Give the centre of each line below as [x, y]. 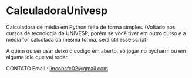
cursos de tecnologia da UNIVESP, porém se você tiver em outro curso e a [96, 33]
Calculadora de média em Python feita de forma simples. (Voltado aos [91, 27]
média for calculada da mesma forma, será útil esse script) [77, 39]
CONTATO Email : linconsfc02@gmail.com [57, 68]
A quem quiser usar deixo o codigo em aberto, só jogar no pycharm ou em [96, 50]
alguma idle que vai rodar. [37, 57]
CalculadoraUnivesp [57, 11]
